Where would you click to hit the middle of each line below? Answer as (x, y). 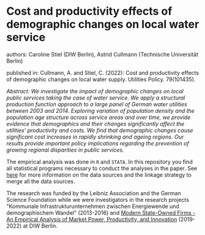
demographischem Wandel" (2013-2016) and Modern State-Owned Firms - (101, 212)
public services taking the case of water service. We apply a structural (96, 98)
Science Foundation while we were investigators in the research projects (98, 199)
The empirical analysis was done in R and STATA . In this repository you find (99, 161)
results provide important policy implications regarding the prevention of (98, 143)
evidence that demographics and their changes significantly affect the (95, 123)
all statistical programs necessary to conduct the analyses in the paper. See (102, 168)
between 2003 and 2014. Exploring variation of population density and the (100, 110)
